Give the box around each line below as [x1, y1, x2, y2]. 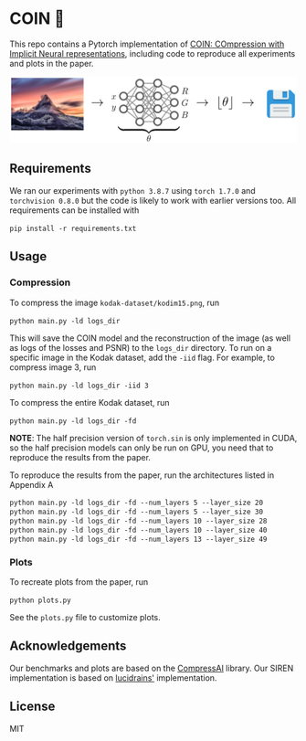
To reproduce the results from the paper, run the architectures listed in [9, 470, 275, 481]
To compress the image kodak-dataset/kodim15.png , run [9, 297, 220, 308]
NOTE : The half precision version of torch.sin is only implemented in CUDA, [9, 432, 298, 443]
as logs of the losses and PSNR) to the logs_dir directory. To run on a [9, 342, 272, 353]
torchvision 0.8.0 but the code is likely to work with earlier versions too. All [9, 195, 297, 206]
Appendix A [9, 479, 54, 490]
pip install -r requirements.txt [9, 224, 137, 233]
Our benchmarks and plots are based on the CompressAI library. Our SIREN [9, 662, 294, 673]
